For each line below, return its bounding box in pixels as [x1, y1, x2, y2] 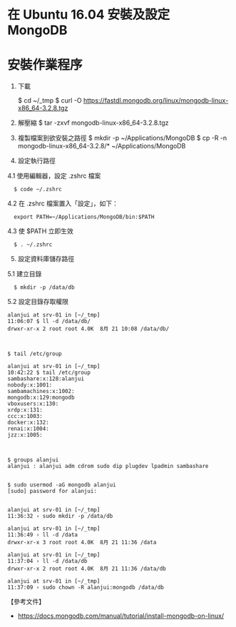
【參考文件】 [7, 597, 45, 606]
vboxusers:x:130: [7, 400, 59, 407]
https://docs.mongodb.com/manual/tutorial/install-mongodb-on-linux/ [17, 611, 225, 621]
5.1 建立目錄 [7, 270, 42, 278]
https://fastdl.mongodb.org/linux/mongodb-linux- [83, 96, 229, 105]
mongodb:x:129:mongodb [7, 394, 75, 402]
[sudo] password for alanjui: [7, 488, 98, 495]
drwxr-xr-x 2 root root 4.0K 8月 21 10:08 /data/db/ [7, 325, 170, 332]
